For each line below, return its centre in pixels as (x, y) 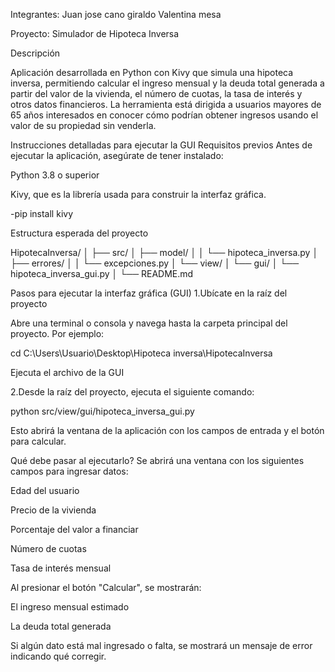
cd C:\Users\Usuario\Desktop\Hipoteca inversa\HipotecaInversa (141, 353)
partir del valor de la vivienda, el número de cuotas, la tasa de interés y (156, 93)
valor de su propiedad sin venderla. (83, 125)
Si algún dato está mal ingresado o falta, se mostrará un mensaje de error (161, 645)
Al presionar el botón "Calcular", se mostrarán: (106, 587)
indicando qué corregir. (58, 656)
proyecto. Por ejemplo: (57, 333)
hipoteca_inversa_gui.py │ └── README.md (102, 273)
